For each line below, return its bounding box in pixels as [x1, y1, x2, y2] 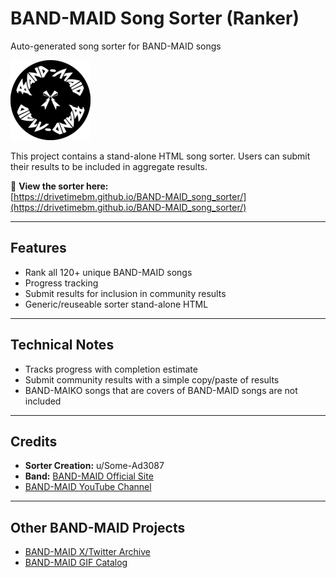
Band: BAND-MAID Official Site [24, 470, 154, 482]
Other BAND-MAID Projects [10, 519, 186, 536]
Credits [10, 433, 58, 450]
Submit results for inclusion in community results [24, 287, 227, 299]
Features [10, 240, 67, 257]
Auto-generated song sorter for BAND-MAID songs [10, 40, 222, 52]
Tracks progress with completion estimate [24, 363, 198, 375]
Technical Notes [10, 337, 115, 354]
